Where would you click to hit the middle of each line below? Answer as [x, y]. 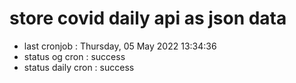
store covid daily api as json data [148, 18]
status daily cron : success [79, 67]
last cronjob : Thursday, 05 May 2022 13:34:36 [120, 46]
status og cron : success [74, 56]
